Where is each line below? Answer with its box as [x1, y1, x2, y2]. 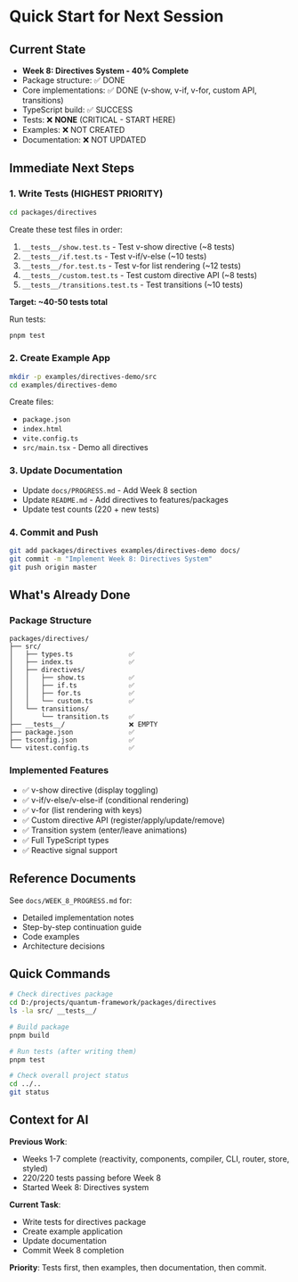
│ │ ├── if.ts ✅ [9, 681, 135, 690]
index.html [21, 425, 63, 434]
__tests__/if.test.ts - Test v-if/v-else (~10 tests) [21, 251, 207, 261]
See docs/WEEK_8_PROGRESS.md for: [9, 894, 133, 906]
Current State [9, 42, 86, 57]
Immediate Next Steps [9, 160, 135, 176]
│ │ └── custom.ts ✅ [9, 697, 135, 706]
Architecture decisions [21, 941, 105, 951]
